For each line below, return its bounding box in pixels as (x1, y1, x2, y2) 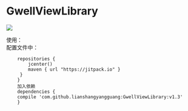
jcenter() (28, 61, 53, 67)
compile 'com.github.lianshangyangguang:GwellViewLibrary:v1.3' (17, 94, 183, 100)
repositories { (17, 55, 56, 62)
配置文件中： (6, 43, 38, 51)
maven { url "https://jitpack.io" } (28, 66, 121, 72)
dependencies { (17, 89, 56, 95)
